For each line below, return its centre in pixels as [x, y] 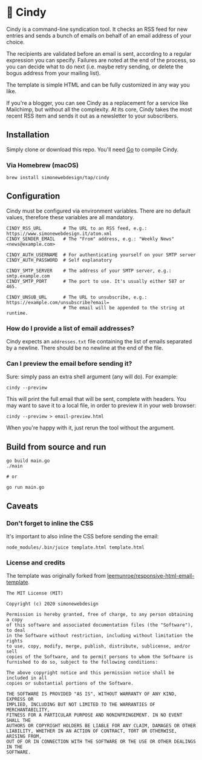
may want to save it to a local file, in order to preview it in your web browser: [101, 406]
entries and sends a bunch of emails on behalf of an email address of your [99, 35]
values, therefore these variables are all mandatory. [70, 217]
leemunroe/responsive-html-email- [151, 576]
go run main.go [25, 487]
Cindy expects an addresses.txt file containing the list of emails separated [99, 342]
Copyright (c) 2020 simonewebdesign [52, 604]
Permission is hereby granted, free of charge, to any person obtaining [100, 615]
